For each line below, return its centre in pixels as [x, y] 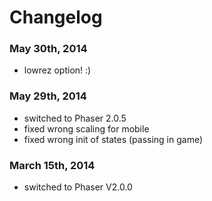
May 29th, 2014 [48, 96]
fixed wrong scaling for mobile [86, 128]
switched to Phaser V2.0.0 [78, 187]
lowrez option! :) [57, 70]
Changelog [56, 17]
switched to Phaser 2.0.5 [75, 118]
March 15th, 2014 [52, 165]
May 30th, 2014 [48, 49]
